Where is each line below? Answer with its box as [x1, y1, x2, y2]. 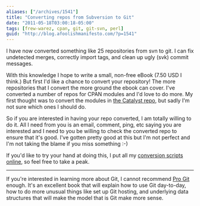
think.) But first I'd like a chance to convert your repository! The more [6, 78, 176, 85]
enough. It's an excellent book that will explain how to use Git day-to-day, [6, 182, 186, 189]
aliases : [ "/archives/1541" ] [6, 8, 79, 15]
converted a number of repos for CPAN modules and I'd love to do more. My [6, 91, 193, 98]
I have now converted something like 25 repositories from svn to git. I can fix [6, 47, 195, 54]
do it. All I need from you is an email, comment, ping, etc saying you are [6, 121, 182, 128]
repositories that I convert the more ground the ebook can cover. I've [6, 84, 176, 91]
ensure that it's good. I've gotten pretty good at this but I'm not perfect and [6, 134, 190, 141]
